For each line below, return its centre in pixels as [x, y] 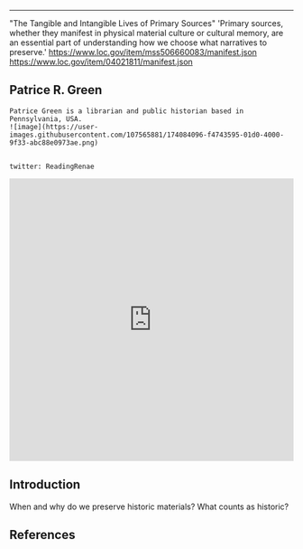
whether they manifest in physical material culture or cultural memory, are [147, 33]
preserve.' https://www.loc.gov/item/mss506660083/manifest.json [133, 52]
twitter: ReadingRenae [52, 166]
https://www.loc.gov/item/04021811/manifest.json [101, 62]
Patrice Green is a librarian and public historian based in [127, 111]
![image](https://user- [54, 127]
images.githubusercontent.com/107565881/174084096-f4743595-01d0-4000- [147, 135]
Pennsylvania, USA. [46, 118]
